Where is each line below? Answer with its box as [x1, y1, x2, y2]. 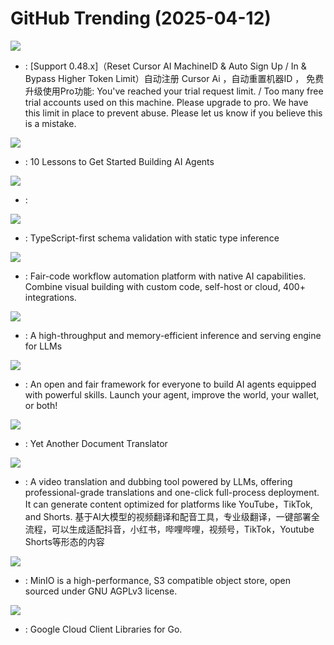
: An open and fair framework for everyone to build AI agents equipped [24, 378, 317, 390]
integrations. [24, 291, 77, 303]
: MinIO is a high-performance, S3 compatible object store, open [24, 574, 292, 586]
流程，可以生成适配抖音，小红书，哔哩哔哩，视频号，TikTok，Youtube [24, 523, 315, 535]
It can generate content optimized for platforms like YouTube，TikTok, [24, 498, 313, 510]
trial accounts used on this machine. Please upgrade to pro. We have [24, 96, 309, 108]
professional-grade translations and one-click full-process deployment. [24, 486, 320, 498]
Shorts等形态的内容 [24, 535, 105, 547]
